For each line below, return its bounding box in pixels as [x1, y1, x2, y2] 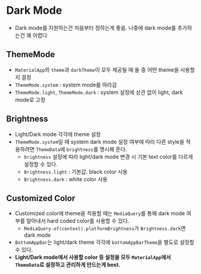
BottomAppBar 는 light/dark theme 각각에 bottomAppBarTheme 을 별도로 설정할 [14, 239, 195, 246]
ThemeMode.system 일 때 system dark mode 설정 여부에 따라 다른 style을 [14, 138, 185, 145]
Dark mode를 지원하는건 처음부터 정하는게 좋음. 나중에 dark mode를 [14, 24, 176, 31]
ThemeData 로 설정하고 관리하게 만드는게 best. [14, 261, 121, 269]
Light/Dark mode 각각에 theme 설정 [14, 130, 101, 138]
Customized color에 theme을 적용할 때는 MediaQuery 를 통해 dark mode [14, 210, 185, 217]
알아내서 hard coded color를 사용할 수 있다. [26, 217, 130, 225]
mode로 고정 [14, 96, 46, 103]
